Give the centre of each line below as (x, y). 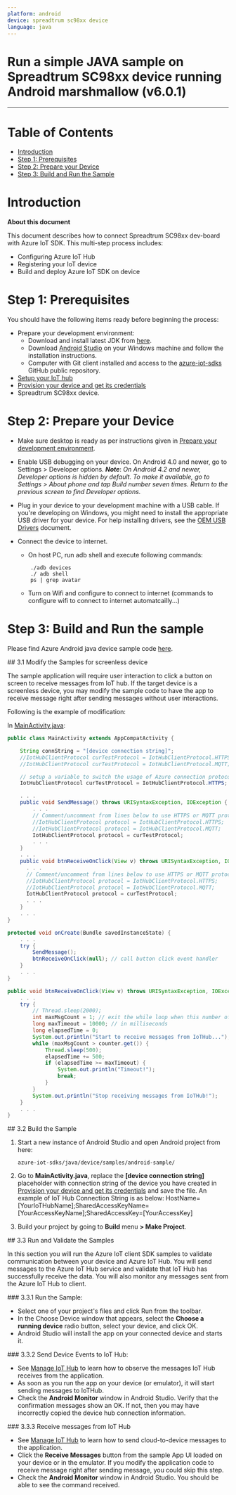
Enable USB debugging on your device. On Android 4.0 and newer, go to (122, 462)
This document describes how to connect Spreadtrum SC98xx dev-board (114, 235)
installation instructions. (62, 356)
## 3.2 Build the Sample (42, 1129)
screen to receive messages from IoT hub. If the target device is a (103, 683)
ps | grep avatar (55, 581)
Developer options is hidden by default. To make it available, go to (113, 477)
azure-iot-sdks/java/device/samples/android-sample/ (96, 1163)
